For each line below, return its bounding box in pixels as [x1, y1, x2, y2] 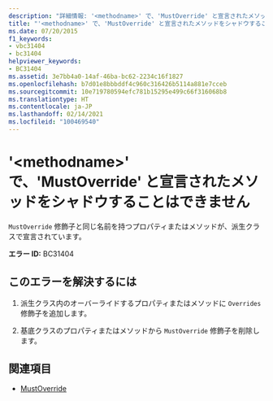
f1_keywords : [8, 34, 53, 43]
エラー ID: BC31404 [8, 249, 75, 259]
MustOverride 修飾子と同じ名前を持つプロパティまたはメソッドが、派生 [8, 221, 246, 231]
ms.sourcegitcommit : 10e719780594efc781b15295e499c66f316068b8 [8, 87, 227, 96]
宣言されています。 [22, 231, 87, 241]
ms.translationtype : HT [8, 95, 89, 103]
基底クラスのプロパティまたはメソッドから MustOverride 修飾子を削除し [19, 325, 260, 335]
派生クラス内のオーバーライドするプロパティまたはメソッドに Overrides [19, 298, 262, 307]
